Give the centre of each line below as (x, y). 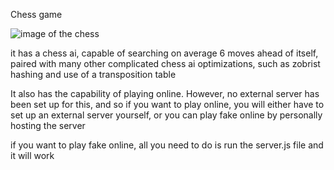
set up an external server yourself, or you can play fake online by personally (166, 115)
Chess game (36, 14)
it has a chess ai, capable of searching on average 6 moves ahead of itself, (164, 53)
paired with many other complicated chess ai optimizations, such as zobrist (165, 63)
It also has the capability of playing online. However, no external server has (165, 93)
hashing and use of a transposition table (93, 74)
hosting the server (48, 125)
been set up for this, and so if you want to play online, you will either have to (167, 104)
